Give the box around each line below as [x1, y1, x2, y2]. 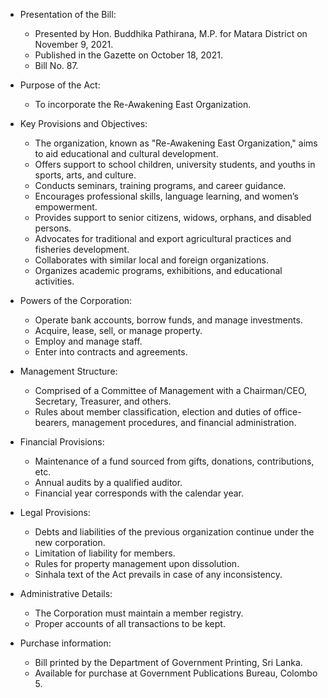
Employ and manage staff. [34, 335, 143, 347]
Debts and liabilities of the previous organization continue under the [34, 526, 315, 538]
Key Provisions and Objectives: [19, 118, 148, 129]
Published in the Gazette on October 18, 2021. [34, 49, 223, 61]
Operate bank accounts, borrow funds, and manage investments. [34, 314, 303, 326]
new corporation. [34, 537, 106, 548]
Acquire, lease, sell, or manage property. [34, 325, 203, 336]
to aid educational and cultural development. [34, 148, 219, 159]
